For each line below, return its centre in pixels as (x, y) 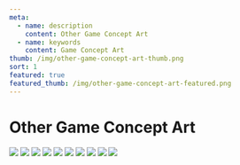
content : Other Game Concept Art (87, 34)
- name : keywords (49, 42)
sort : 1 (23, 67)
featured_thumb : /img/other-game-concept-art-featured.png (120, 83)
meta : (19, 17)
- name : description (55, 26)
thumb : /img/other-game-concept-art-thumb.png (97, 59)
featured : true (37, 75)
